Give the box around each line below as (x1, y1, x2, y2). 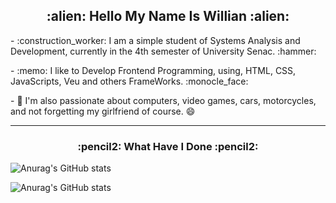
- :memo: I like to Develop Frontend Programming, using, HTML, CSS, (10, 64, 297, 76)
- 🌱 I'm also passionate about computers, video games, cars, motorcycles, (10, 94, 317, 106)
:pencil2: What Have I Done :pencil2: (77, 139, 259, 153)
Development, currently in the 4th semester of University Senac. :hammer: (10, 45, 317, 57)
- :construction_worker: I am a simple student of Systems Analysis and (10, 34, 301, 46)
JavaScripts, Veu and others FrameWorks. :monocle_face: (10, 75, 249, 87)
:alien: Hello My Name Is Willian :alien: (46, 8, 290, 25)
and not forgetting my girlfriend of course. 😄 (10, 105, 196, 117)
